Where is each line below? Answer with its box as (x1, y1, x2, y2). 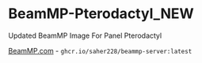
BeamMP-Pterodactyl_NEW (8, 5, 194, 23)
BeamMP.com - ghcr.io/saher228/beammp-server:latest (8, 46, 192, 55)
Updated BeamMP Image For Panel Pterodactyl (8, 31, 162, 40)
